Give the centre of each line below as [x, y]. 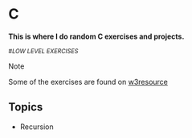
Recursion [37, 127]
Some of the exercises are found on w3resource [88, 82]
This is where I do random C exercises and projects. [96, 36]
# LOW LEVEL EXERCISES [43, 51]
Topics [26, 107]
